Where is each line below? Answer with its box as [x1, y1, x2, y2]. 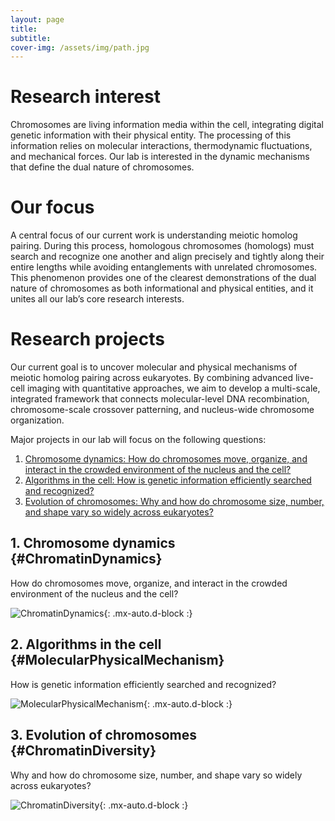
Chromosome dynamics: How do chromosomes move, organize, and [24, 453, 308, 465]
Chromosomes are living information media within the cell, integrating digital [10, 119, 324, 131]
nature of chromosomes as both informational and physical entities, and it [10, 282, 314, 295]
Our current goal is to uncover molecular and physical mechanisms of [10, 361, 298, 373]
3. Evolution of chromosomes [10, 727, 198, 744]
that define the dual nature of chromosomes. [10, 161, 195, 173]
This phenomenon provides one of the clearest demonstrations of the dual [10, 272, 317, 284]
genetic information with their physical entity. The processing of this [10, 129, 292, 141]
